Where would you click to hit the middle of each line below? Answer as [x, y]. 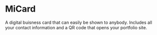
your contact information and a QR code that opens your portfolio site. [76, 27]
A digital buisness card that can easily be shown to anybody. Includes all [79, 22]
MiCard [20, 9]
